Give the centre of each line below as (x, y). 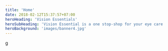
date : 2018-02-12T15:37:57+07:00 (40, 15)
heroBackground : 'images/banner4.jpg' (46, 29)
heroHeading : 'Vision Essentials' (41, 19)
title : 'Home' (20, 10)
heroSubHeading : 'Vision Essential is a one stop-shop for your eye (78, 24)
